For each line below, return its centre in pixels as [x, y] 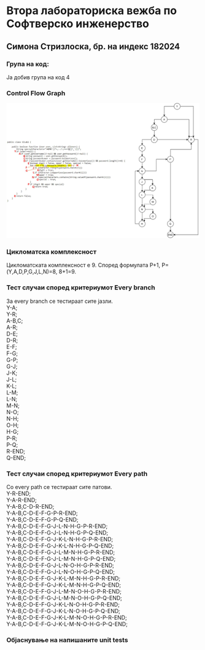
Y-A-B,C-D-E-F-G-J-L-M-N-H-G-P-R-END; [61, 552]
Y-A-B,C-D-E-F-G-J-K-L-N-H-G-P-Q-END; [60, 546]
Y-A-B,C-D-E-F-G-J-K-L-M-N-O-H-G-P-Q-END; [67, 624]
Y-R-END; [19, 493]
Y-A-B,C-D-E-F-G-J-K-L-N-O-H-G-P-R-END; [63, 604]
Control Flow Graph [36, 93]
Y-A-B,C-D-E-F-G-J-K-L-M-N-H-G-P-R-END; [64, 578]
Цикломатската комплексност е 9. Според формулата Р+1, [83, 265]
